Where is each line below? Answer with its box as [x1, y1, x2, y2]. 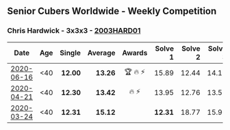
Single [60, 48, 81, 57]
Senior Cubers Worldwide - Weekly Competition [7, 5, 217, 17]
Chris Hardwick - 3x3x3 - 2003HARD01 [7, 26, 141, 36]
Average [87, 48, 116, 57]
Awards [122, 48, 148, 57]
